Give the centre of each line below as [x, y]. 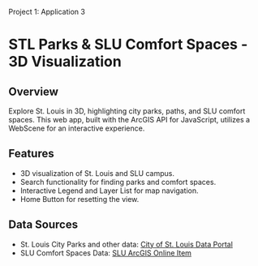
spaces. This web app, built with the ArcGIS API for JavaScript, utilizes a [129, 120]
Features [31, 154]
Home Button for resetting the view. [80, 199]
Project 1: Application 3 [47, 12]
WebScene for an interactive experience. [77, 128]
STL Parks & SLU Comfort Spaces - [128, 45]
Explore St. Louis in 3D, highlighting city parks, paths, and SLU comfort [127, 111]
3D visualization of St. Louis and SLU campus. [97, 173]
